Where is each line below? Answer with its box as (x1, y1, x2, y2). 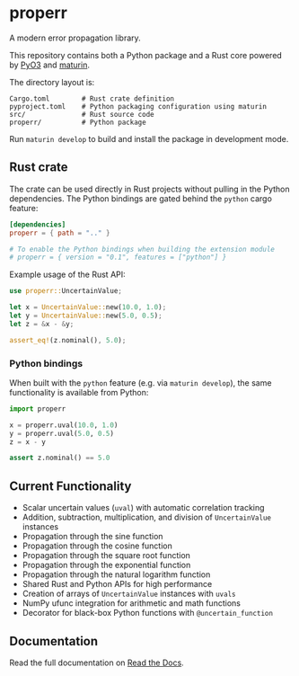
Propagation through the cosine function (22, 540, 173, 551)
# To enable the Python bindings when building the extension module (9, 245, 276, 253)
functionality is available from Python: (9, 387, 149, 397)
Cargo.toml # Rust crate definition (9, 93, 175, 103)
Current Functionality (9, 478, 132, 494)
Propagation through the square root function (22, 550, 191, 561)
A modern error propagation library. (9, 32, 141, 43)
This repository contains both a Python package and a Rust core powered (9, 49, 283, 60)
